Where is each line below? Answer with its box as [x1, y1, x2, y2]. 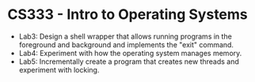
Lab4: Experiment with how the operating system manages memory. [18, 48, 242, 58]
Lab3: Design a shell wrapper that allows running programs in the [18, 32, 233, 41]
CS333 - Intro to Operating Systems [7, 6, 249, 24]
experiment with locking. [18, 65, 100, 74]
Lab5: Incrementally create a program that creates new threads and [18, 57, 239, 66]
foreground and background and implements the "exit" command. [18, 39, 234, 49]
